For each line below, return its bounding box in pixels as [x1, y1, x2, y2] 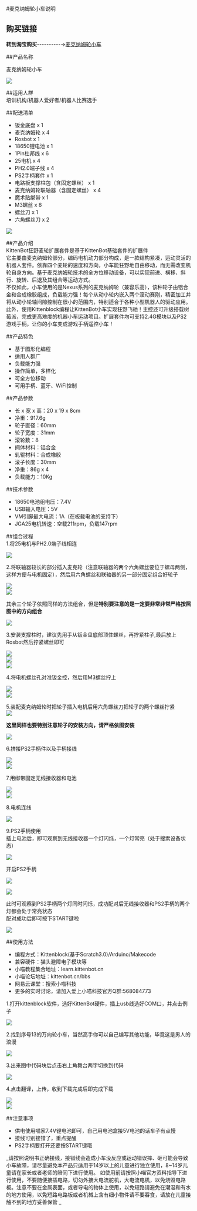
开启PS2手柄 [6, 865, 37, 872]
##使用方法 [6, 938, 33, 945]
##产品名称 [6, 53, 33, 60]
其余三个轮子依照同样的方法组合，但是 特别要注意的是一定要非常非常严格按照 [6, 600, 191, 607]
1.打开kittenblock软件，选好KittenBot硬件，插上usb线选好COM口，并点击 [6, 1000, 183, 1007]
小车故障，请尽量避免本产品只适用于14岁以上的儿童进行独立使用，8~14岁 [6, 1162, 183, 1169]
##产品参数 [6, 394, 33, 402]
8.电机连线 [6, 804, 32, 811]
